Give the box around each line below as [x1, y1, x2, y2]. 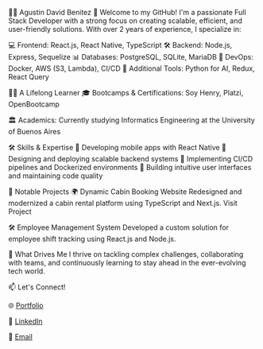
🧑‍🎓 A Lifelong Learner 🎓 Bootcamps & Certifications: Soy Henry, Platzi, [8, 88, 244, 97]
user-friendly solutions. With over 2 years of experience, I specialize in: [8, 25, 242, 33]
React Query [8, 72, 49, 81]
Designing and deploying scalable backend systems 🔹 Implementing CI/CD [8, 154, 253, 163]
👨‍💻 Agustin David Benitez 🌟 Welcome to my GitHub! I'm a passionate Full [8, 8, 246, 17]
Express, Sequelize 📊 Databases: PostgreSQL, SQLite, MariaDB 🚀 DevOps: [8, 52, 254, 61]
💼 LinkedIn [8, 316, 43, 326]
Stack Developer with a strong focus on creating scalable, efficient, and [8, 16, 242, 25]
